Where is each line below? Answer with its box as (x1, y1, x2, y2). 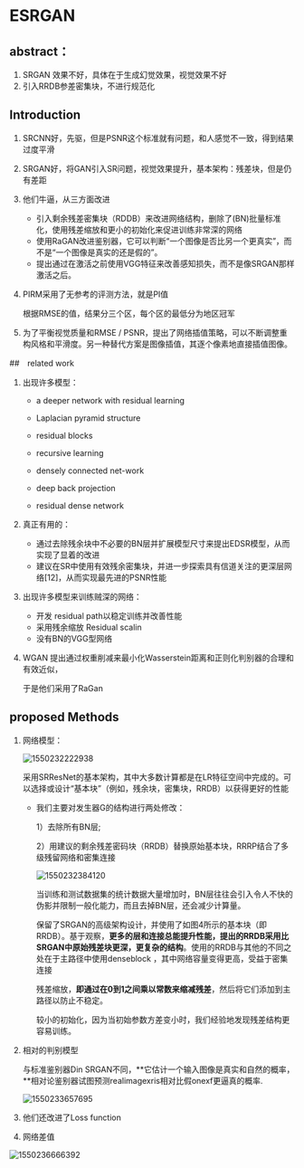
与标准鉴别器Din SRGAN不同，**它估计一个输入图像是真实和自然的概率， (22, 1064, 295, 1075)
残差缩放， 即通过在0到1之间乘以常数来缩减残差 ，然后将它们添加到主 (35, 983, 291, 994)
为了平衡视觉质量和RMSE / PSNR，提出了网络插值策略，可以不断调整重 (22, 327, 288, 337)
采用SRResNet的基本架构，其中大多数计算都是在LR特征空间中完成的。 (22, 771, 284, 783)
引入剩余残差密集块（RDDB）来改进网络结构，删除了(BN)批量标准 (35, 213, 281, 223)
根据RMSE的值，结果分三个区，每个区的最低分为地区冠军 (22, 308, 235, 318)
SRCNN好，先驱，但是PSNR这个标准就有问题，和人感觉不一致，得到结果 (22, 132, 294, 143)
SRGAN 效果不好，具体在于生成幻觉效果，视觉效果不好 (22, 70, 228, 80)
